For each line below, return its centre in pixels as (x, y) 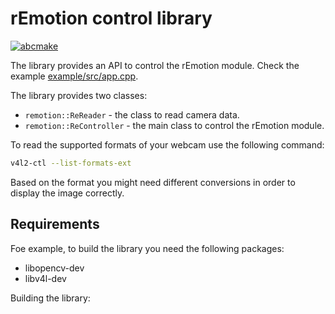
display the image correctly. (67, 193)
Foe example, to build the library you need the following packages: (147, 248)
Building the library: (50, 298)
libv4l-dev (45, 278)
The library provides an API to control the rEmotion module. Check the (155, 65)
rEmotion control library (111, 18)
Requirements (55, 224)
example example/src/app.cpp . (74, 76)
